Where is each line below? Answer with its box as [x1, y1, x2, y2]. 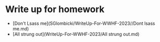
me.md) [12, 25, 29, 31]
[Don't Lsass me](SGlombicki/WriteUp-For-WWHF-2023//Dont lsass [12, 20, 155, 26]
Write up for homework [5, 4, 105, 15]
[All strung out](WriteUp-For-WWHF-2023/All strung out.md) [12, 31, 140, 37]
